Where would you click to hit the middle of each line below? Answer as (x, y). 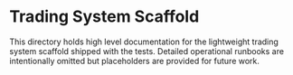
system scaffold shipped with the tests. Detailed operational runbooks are (147, 51)
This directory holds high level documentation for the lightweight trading (144, 42)
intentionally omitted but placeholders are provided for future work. (135, 61)
